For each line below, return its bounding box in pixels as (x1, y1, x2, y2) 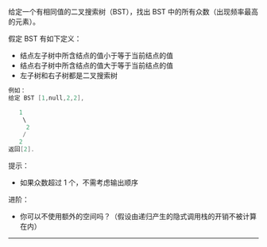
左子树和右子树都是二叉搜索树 (19, 71, 118, 80)
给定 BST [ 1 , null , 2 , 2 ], (8, 94, 85, 102)
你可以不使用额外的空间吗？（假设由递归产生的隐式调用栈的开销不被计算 (19, 212, 257, 221)
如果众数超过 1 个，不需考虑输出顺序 (19, 178, 139, 187)
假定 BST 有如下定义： (8, 34, 82, 43)
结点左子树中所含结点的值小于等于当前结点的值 (19, 51, 173, 60)
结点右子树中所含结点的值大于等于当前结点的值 (19, 61, 173, 70)
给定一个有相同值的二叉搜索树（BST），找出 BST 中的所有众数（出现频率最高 (8, 7, 259, 16)
